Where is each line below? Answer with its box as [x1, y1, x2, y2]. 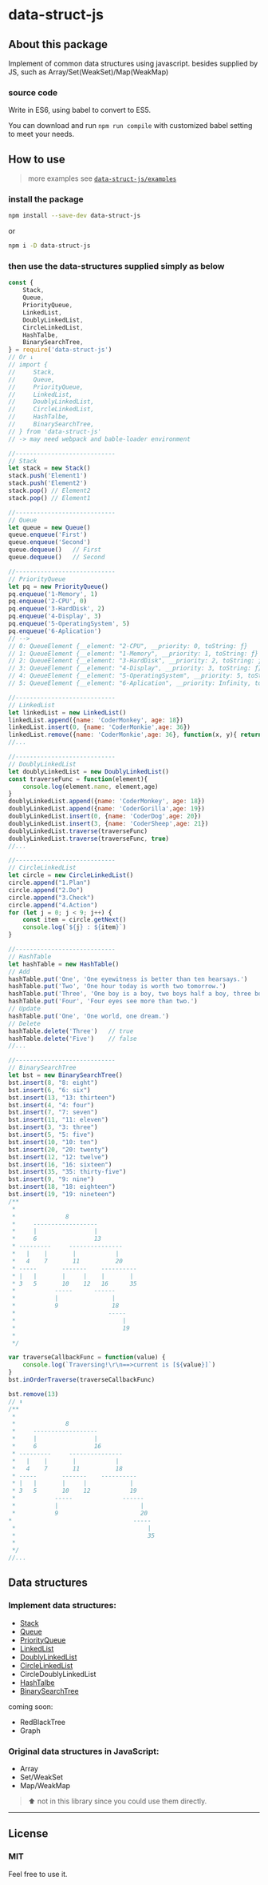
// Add [8, 967, 30, 975]
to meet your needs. [8, 130, 74, 139]
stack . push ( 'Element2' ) [8, 479, 88, 487]
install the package [8, 194, 84, 205]
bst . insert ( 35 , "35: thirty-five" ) [8, 1168, 127, 1176]
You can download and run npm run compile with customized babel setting [8, 121, 253, 130]
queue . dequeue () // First [8, 546, 102, 554]
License [8, 1827, 49, 1841]
